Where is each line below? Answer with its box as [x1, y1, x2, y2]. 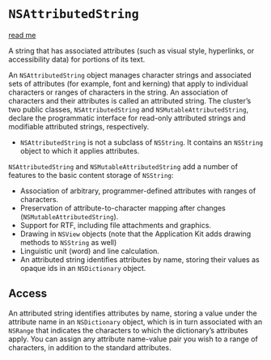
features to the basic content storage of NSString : [8, 170, 174, 180]
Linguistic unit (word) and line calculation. [19, 246, 160, 256]
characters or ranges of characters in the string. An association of [8, 87, 228, 97]
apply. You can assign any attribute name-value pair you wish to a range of [8, 334, 259, 344]
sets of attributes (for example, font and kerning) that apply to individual [8, 78, 248, 88]
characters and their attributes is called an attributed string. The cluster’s [8, 95, 252, 105]
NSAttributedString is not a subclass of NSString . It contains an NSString [19, 137, 264, 147]
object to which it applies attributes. [19, 146, 140, 155]
